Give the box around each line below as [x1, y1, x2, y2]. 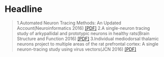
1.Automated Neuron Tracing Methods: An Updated [16, 20, 122, 26]
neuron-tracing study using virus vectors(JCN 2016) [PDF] [16, 46, 137, 52]
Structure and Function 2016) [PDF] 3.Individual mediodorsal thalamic [16, 36, 159, 42]
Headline [4, 3, 43, 15]
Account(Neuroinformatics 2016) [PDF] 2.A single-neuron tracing [16, 25, 150, 31]
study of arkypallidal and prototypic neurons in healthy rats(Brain [16, 30, 150, 36]
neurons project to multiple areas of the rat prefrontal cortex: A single [16, 41, 159, 47]
